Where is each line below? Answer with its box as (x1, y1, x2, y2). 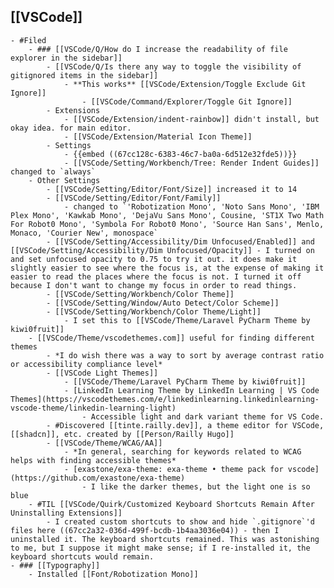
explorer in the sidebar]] (10, 53, 123, 63)
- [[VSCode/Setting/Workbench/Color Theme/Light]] (46, 306, 262, 317)
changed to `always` (10, 166, 97, 177)
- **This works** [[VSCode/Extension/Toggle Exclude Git (63, 79, 307, 89)
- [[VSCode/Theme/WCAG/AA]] (46, 438, 163, 448)
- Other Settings (28, 175, 101, 185)
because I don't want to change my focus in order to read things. (10, 280, 298, 290)
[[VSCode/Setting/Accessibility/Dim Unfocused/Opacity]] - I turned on (10, 245, 315, 255)
